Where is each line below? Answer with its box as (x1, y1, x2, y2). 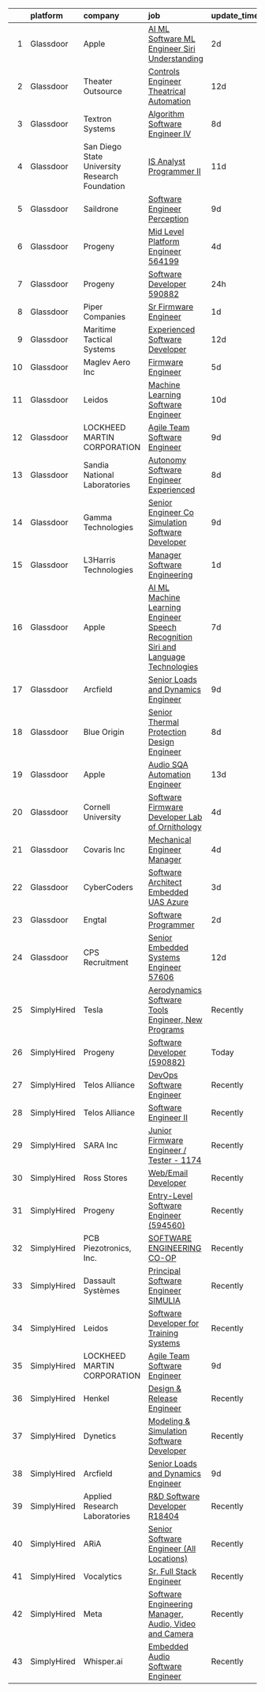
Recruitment (83, 957, 129, 967)
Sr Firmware (147, 301, 194, 312)
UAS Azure (147, 897, 189, 907)
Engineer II (147, 1112, 188, 1122)
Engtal (83, 914, 107, 925)
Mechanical (147, 835, 192, 845)
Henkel (83, 1393, 110, 1403)
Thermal (147, 717, 180, 727)
